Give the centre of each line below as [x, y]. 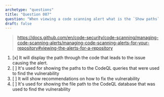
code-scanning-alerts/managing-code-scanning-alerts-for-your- [83, 43]
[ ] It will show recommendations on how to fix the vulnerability [76, 79]
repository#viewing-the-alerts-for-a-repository [65, 48]
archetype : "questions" [30, 10]
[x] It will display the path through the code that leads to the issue [79, 58]
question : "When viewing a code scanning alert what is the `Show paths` [82, 19]
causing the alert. [30, 63]
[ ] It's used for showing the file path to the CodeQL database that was [84, 84]
